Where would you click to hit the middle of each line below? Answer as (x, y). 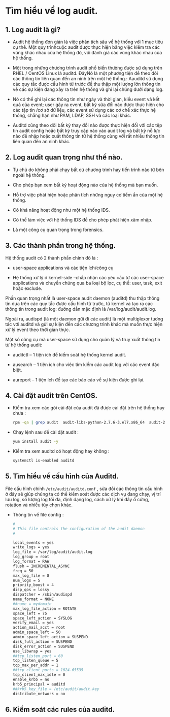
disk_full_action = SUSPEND (42, 642)
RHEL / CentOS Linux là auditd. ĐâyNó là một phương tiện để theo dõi (85, 73)
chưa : (19, 413)
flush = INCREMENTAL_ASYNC (41, 566)
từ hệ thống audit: (24, 345)
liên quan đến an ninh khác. (41, 141)
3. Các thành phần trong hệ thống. (60, 246)
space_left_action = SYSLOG (42, 618)
